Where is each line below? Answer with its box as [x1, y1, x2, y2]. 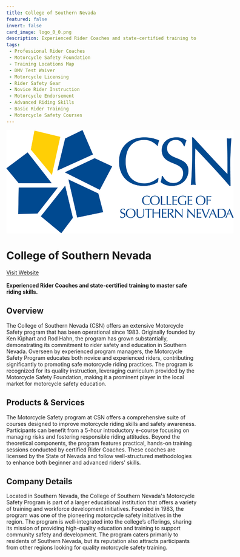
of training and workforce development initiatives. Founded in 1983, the [6, 505, 184, 513]
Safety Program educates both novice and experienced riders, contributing [6, 354, 194, 361]
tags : [6, 42, 20, 48]
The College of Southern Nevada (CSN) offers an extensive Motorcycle [6, 322, 184, 329]
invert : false [6, 22, 42, 29]
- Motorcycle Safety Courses [8, 112, 83, 118]
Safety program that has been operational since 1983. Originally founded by [6, 328, 196, 336]
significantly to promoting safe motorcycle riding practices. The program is [6, 360, 193, 368]
